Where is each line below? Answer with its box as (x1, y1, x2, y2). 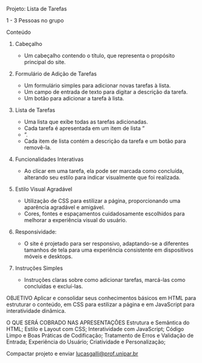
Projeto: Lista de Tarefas (6, 5, 67, 12)
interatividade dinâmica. (6, 307, 67, 314)
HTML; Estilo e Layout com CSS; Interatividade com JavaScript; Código (6, 325, 184, 332)
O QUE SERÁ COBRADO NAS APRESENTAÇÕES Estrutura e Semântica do (6, 319, 190, 326)
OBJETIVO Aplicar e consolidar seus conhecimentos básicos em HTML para (6, 295, 197, 301)
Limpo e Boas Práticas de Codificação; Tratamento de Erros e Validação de (6, 332, 194, 339)
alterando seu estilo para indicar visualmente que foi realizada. (24, 174, 181, 181)
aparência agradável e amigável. (24, 204, 105, 211)
